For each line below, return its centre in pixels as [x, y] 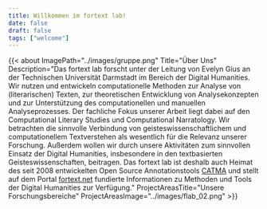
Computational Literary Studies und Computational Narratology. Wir [119, 120]
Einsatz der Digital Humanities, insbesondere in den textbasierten [116, 154]
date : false [28, 23]
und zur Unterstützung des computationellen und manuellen [107, 103]
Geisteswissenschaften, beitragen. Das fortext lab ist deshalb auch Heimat [131, 162]
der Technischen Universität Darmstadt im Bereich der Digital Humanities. [129, 77]
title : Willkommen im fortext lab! [67, 16]
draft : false [30, 30]
